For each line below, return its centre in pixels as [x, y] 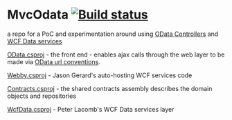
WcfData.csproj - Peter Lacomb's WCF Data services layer [91, 109]
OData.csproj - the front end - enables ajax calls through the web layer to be [116, 54]
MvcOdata [38, 15]
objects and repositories [42, 96]
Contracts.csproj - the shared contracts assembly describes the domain [110, 88]
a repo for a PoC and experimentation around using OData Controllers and [113, 34]
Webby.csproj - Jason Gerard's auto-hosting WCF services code [100, 75]
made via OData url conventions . [54, 61]
